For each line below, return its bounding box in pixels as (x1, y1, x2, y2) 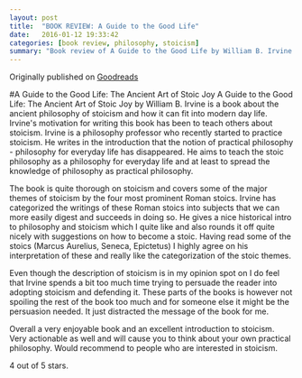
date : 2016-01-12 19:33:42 (9, 30, 119, 39)
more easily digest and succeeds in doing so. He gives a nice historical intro (9, 212, 292, 223)
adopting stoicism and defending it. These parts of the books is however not (9, 287, 293, 298)
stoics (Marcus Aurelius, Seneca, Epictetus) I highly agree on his (9, 241, 249, 252)
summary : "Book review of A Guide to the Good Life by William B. (9, 47, 264, 56)
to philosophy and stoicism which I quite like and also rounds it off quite (9, 222, 275, 233)
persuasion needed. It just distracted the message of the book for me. (9, 306, 270, 317)
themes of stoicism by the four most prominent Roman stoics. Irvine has (9, 193, 277, 204)
